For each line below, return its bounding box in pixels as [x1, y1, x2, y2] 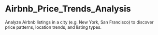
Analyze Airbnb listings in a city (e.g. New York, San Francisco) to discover [5, 19, 154, 25]
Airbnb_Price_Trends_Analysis [5, 3, 131, 14]
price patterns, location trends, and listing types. [5, 24, 102, 30]
